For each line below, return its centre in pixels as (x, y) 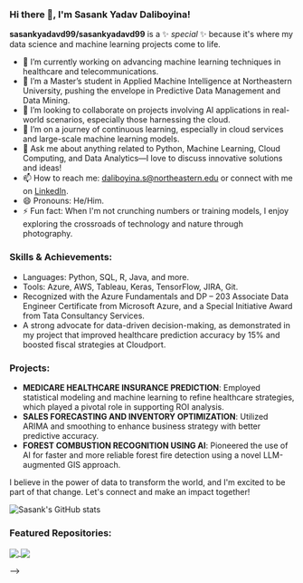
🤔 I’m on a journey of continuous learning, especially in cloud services (153, 130)
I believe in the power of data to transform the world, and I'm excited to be (148, 482)
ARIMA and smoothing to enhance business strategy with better (142, 426)
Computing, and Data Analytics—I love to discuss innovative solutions (152, 159)
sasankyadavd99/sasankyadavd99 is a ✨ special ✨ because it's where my (151, 34)
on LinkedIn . (46, 191)
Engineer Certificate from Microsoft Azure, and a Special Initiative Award (157, 306)
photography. (47, 234)
